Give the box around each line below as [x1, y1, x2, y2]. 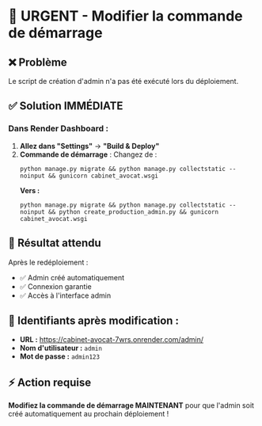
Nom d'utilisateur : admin [19, 344, 103, 353]
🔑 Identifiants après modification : [8, 314, 180, 327]
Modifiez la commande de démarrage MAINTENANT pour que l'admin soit [8, 401, 255, 410]
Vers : [19, 185, 40, 195]
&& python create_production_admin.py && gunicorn [48, 207, 219, 216]
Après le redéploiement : [8, 257, 89, 267]
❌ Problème [8, 55, 67, 69]
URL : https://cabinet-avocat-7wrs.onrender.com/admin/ [19, 335, 204, 344]
